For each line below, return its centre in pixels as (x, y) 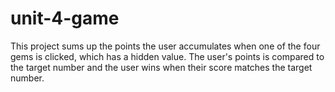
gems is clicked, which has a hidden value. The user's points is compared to (167, 56)
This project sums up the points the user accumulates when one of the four (165, 46)
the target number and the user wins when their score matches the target (161, 67)
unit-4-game (65, 18)
